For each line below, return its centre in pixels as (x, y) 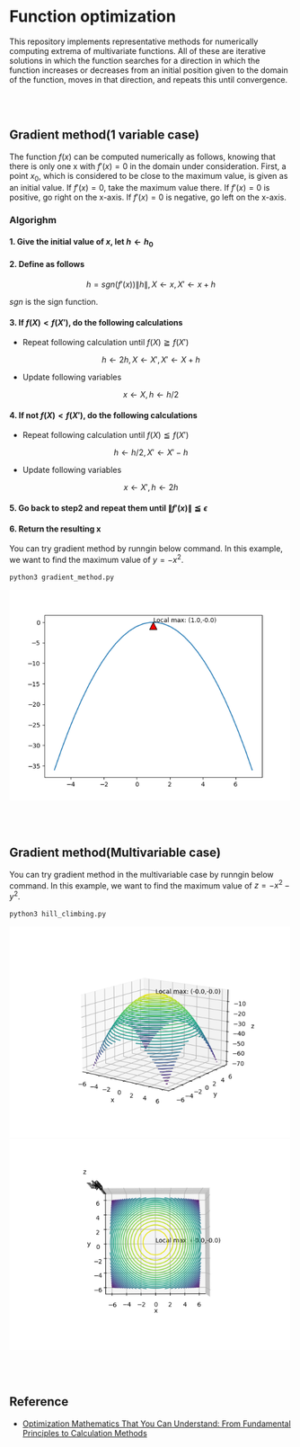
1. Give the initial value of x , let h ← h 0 (82, 243)
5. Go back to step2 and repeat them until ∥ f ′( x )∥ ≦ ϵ (109, 508)
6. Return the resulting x (55, 529)
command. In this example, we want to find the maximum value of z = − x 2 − (150, 885)
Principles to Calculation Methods (85, 1433)
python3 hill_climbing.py (57, 914)
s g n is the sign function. (54, 302)
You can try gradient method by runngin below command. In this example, (146, 549)
